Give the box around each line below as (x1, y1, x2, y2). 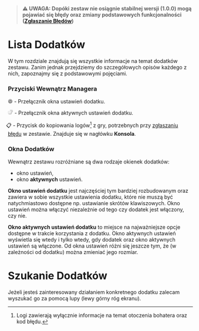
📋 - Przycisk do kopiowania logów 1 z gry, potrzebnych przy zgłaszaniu (6, 121, 178, 129)
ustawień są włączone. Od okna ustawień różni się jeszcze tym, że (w (8, 242, 177, 249)
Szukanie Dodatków (8, 269, 107, 283)
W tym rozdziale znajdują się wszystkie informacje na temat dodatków (8, 57, 178, 64)
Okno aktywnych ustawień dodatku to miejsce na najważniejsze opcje (8, 223, 181, 231)
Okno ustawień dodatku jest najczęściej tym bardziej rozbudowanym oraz (8, 188, 188, 195)
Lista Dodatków (8, 38, 86, 52)
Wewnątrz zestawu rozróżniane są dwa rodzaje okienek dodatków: (8, 158, 170, 165)
